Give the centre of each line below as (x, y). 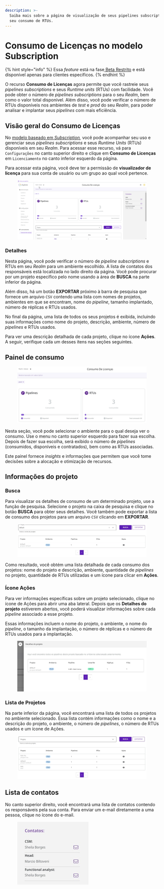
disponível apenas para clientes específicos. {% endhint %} (65, 75)
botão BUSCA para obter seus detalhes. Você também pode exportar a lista (81, 512)
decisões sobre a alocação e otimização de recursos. (59, 461)
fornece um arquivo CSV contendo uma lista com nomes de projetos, (73, 297)
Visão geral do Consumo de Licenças (63, 126)
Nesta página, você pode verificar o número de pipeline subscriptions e (77, 261)
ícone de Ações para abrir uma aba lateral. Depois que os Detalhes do (76, 603)
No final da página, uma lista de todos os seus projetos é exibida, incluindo (80, 317)
